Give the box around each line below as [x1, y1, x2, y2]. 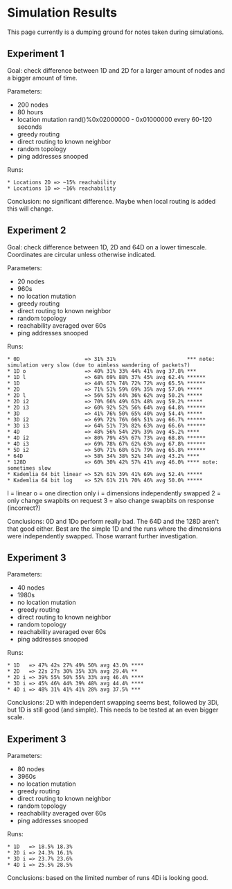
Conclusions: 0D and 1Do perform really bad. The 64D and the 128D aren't [7, 517, 220, 525]
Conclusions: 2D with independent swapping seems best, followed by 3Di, [7, 698, 220, 707]
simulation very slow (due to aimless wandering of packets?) [7, 362, 190, 369]
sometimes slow [7, 464, 51, 472]
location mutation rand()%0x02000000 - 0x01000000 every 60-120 [17, 115, 213, 123]
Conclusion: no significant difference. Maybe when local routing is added [7, 197, 216, 205]
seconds [17, 123, 42, 131]
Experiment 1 [7, 48, 64, 60]
